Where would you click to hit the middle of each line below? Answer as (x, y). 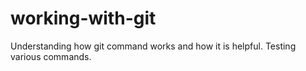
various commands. (51, 56)
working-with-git (83, 18)
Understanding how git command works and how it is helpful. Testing (153, 46)
